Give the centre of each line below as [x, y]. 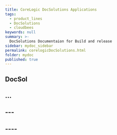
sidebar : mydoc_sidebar [29, 46]
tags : [10, 14]
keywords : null [20, 32]
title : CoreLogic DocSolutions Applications [51, 10]
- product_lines [26, 19]
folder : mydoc [19, 55]
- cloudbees [22, 28]
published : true [21, 59]
